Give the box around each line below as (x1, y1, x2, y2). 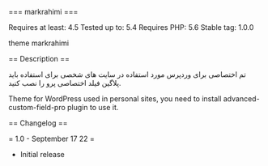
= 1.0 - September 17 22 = (8, 134, 96, 143)
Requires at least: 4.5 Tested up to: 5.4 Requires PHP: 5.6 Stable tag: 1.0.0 (8, 23, 254, 32)
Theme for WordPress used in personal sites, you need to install (8, 94, 222, 104)
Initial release (19, 150, 65, 159)
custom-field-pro (8, 103, 66, 112)
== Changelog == (8, 118, 68, 128)
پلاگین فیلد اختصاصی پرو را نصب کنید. (8, 79, 121, 87)
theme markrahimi (8, 38, 70, 48)
